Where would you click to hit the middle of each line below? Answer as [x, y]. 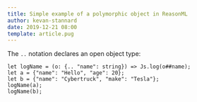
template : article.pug [41, 34]
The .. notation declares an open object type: [74, 54]
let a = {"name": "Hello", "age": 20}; [66, 73]
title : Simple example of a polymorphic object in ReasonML [98, 14]
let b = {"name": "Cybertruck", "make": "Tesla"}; [83, 79]
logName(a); [25, 86]
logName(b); [25, 92]
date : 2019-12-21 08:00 [42, 27]
